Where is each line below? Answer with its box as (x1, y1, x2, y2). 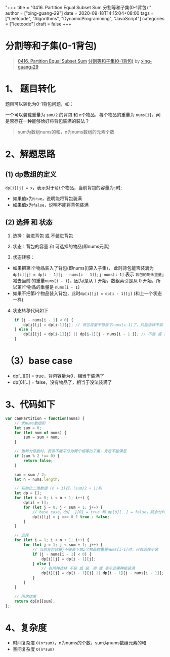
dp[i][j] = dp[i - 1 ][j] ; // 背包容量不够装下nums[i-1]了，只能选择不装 (23, 322, 163, 327)
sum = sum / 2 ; (14, 472, 47, 477)
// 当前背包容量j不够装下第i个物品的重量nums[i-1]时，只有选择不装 (32, 547, 158, 552)
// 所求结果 (14, 594, 36, 599)
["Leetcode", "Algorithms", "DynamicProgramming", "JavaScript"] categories (5, 16, 165, 21)
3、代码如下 (5, 399, 56, 410)
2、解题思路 (5, 149, 56, 160)
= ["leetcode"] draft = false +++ (5, 21, 72, 27)
